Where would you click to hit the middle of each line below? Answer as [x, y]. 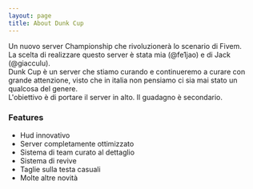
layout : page [30, 16]
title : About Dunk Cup [46, 23]
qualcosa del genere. [43, 88]
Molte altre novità [49, 178]
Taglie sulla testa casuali [60, 169]
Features [26, 118]
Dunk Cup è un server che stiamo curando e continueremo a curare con [127, 71]
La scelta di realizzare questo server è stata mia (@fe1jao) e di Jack [119, 54]
